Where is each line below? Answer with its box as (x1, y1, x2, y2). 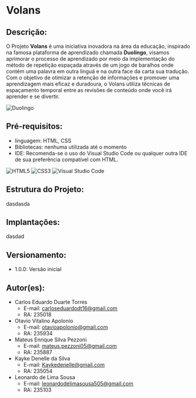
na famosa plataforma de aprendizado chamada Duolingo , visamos (6, 49, 170, 56)
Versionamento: (6, 250, 67, 260)
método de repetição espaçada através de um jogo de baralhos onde (6, 61, 174, 68)
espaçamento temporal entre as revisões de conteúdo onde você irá (6, 87, 172, 93)
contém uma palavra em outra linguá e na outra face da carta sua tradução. (6, 68, 190, 74)
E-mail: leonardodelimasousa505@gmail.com (23, 380, 134, 387)
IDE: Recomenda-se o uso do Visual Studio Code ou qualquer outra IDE (14, 149, 188, 156)
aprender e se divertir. (6, 93, 60, 100)
